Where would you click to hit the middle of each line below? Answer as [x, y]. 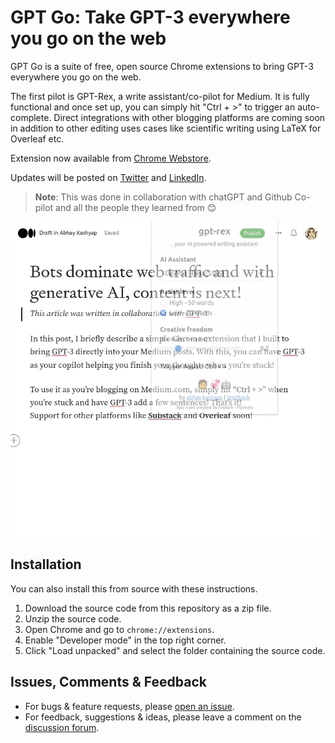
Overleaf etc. [37, 138]
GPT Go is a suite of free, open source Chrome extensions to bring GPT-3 [162, 66]
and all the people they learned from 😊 [136, 207]
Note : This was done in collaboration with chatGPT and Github [163, 197]
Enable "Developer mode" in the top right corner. [125, 640]
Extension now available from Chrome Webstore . [111, 158]
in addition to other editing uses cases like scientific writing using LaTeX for [166, 128]
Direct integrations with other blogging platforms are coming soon [189, 117]
